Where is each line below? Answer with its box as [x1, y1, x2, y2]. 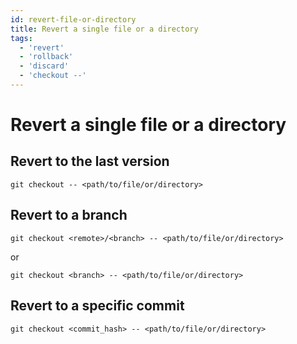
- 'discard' [19, 61, 70, 71]
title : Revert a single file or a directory [10, 24, 199, 34]
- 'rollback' [19, 52, 74, 62]
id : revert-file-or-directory [10, 14, 137, 25]
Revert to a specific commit [10, 297, 185, 315]
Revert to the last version [10, 153, 170, 170]
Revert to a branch [10, 207, 128, 224]
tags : [10, 33, 33, 43]
